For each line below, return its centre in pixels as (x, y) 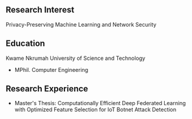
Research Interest (40, 10)
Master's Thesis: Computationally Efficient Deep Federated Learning (100, 103)
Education (26, 44)
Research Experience (47, 89)
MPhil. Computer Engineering (51, 69)
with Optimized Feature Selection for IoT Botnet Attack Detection (95, 110)
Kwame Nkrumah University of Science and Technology (76, 58)
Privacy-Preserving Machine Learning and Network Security (81, 24)
